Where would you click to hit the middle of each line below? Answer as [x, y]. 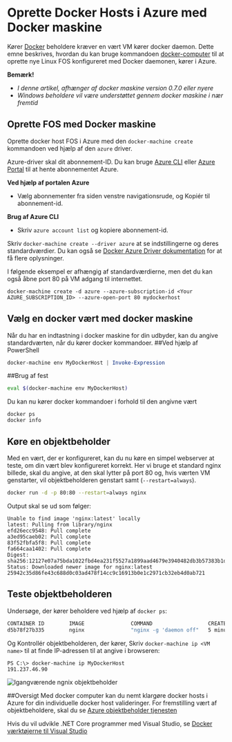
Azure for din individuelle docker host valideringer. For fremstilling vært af [112, 703]
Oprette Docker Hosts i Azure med [107, 13]
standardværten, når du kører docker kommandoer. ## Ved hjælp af [103, 343]
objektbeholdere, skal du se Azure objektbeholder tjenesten [92, 710]
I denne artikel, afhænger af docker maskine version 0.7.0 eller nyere [115, 88]
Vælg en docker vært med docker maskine [100, 319]
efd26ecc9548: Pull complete [49, 531]
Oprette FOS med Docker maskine [82, 125]
